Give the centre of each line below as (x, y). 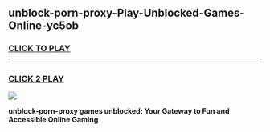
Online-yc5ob (43, 26)
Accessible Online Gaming (53, 119)
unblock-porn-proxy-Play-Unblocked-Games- (127, 13)
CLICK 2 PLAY (36, 78)
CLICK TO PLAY (39, 49)
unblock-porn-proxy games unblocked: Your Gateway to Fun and (119, 110)
